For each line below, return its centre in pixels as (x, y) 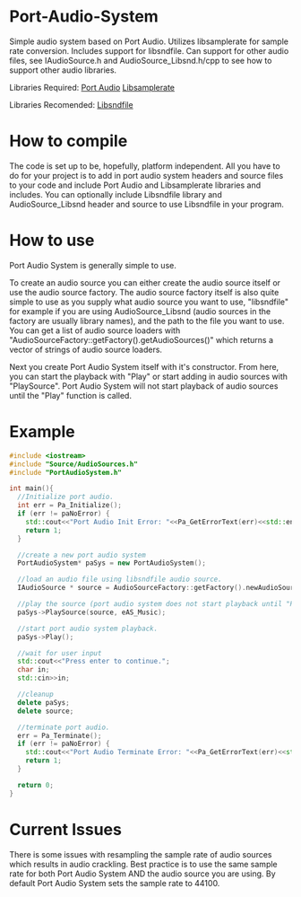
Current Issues (66, 829)
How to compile (69, 141)
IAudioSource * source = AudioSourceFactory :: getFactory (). (132, 588)
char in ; (34, 670)
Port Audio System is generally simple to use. (93, 265)
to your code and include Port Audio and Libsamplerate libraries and (135, 185)
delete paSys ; (43, 702)
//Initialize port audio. (66, 497)
